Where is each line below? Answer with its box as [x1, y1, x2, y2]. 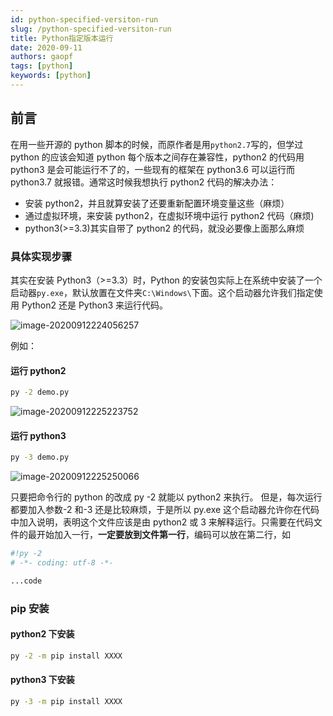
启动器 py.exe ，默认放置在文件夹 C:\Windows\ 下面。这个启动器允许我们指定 [10, 286, 315, 298]
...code [10, 576, 43, 586]
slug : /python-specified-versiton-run [10, 24, 172, 34]
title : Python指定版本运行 [10, 33, 114, 43]
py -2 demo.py [10, 387, 70, 398]
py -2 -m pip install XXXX [10, 651, 123, 661]
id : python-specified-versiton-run [10, 14, 159, 25]
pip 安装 [10, 601, 50, 615]
